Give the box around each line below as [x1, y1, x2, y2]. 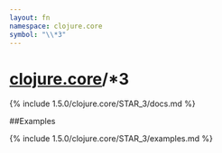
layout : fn [9, 13, 51, 22]
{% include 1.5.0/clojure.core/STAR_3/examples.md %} [9, 133, 214, 144]
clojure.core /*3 [9, 68, 129, 89]
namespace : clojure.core [9, 22, 103, 31]
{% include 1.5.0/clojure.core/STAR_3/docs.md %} [9, 98, 196, 109]
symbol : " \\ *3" [9, 30, 67, 39]
